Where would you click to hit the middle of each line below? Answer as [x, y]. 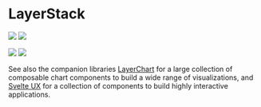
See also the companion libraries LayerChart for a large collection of [121, 69]
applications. [29, 94]
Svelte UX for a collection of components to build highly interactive [119, 85]
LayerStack [47, 14]
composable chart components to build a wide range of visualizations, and [131, 77]
